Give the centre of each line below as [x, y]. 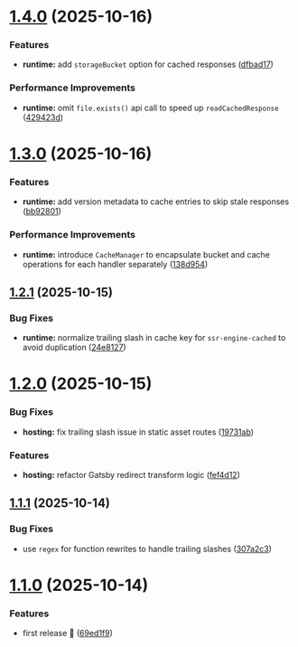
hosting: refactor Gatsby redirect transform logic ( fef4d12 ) [131, 475]
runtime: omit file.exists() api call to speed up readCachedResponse [150, 108]
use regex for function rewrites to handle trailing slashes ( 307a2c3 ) [147, 549]
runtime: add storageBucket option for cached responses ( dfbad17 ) [148, 64]
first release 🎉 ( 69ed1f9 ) [67, 633]
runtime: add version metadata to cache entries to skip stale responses [156, 202]
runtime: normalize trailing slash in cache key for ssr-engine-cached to [154, 338]
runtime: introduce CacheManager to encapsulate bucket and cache [146, 254]
